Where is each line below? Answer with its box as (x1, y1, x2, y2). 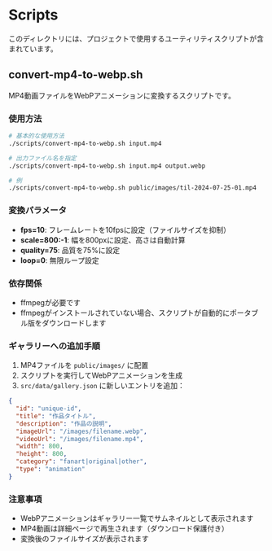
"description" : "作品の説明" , (15, 419, 112, 428)
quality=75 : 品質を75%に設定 (20, 245, 121, 255)
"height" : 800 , (15, 450, 68, 458)
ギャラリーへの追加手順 (8, 340, 100, 352)
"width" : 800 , (15, 442, 64, 451)
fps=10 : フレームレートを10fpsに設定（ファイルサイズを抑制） (20, 225, 230, 234)
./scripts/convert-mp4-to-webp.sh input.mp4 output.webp (8, 161, 206, 170)
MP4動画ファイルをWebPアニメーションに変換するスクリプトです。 (8, 90, 236, 100)
